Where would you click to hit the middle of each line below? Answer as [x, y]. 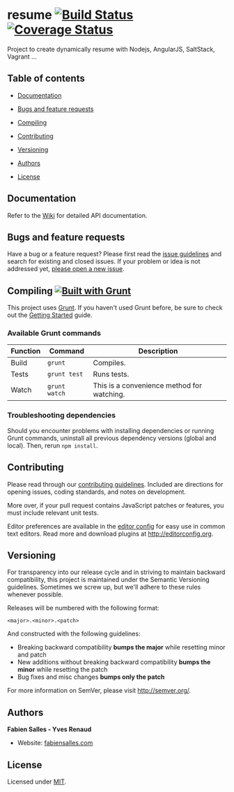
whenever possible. [36, 594]
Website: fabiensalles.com [55, 743]
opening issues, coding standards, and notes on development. [97, 492]
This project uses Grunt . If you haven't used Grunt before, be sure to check [115, 308]
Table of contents [46, 79]
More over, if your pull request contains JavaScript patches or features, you [116, 505]
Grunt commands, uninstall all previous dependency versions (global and [112, 438]
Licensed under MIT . [37, 782]
